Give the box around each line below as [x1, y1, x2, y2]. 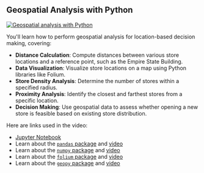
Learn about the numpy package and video [15, 146, 120, 153]
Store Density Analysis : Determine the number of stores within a [15, 77, 180, 84]
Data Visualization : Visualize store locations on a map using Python [15, 64, 187, 72]
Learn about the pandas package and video [15, 140, 123, 147]
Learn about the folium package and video [15, 153, 123, 160]
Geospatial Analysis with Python [6, 5, 133, 15]
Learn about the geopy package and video [15, 159, 120, 167]
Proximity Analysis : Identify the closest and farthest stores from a [15, 90, 183, 97]
